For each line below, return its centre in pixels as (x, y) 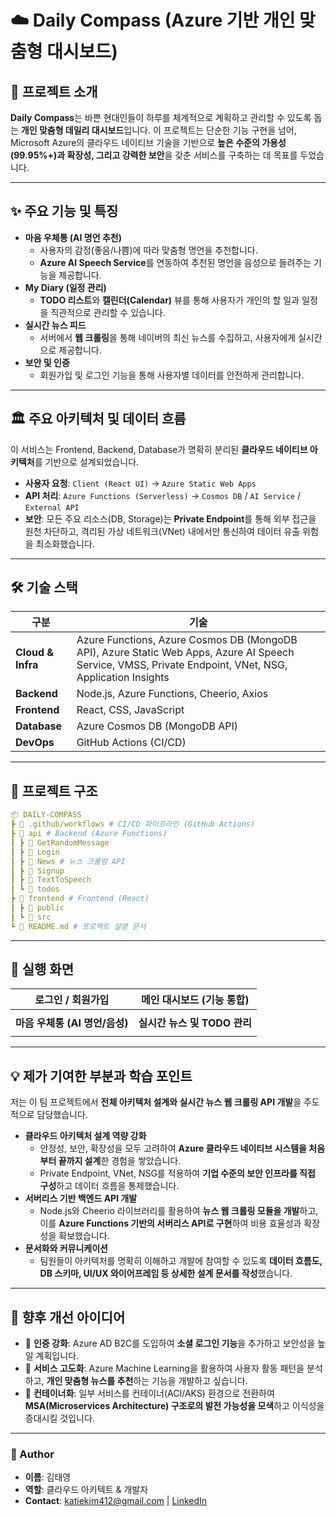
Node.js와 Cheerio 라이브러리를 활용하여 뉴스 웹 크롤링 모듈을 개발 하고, (179, 1211)
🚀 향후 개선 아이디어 (68, 1317)
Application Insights (123, 678)
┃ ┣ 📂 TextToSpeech (51, 880)
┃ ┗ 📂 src (31, 917)
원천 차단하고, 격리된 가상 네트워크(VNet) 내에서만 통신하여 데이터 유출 (162, 531)
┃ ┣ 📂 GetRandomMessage (60, 842)
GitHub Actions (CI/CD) (131, 743)
